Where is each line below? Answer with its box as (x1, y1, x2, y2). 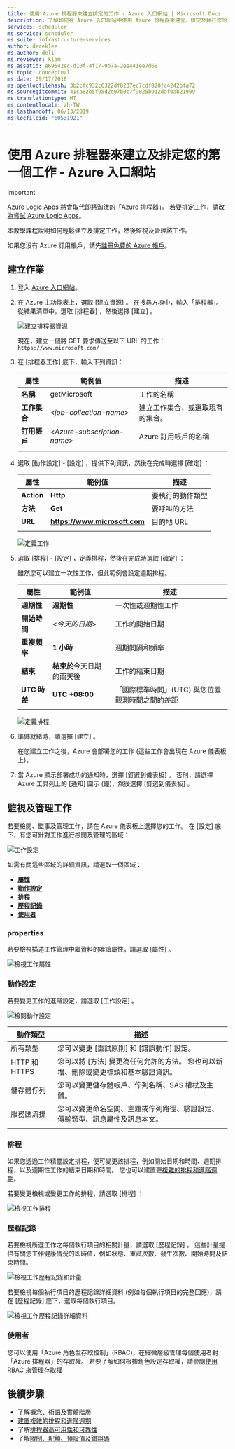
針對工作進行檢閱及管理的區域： (37, 831, 130, 839)
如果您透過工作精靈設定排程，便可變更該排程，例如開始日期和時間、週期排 (7, 1157, 222, 1165)
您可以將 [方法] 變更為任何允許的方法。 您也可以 (57, 1056, 216, 1066)
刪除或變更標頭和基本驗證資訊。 (71, 1066, 177, 1076)
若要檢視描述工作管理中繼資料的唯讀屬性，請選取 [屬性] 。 (7, 945, 175, 954)
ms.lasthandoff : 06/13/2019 (7, 108, 90, 115)
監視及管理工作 (7, 802, 72, 813)
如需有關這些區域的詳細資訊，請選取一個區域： (7, 860, 142, 869)
